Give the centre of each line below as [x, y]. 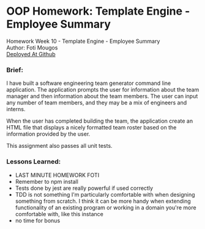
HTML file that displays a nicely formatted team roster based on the [91, 128]
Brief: [15, 70]
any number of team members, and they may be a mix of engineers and [97, 103]
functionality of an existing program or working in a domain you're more [106, 207]
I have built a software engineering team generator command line [89, 83]
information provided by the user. [48, 134]
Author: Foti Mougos [32, 48]
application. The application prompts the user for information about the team [103, 90]
